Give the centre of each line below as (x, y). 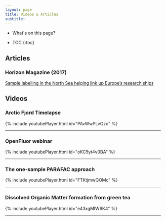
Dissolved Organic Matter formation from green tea (68, 198)
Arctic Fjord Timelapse (33, 113)
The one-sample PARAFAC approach (50, 169)
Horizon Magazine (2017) (36, 72)
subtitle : (15, 19)
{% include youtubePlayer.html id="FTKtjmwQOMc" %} (62, 180)
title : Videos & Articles (32, 14)
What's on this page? (34, 33)
